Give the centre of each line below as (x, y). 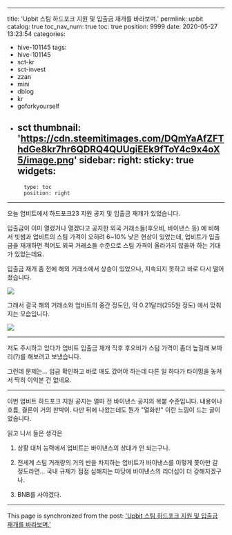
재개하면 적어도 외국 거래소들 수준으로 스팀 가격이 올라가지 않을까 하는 (114, 245)
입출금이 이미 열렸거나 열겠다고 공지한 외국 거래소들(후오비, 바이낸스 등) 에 (107, 228)
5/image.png (46, 160)
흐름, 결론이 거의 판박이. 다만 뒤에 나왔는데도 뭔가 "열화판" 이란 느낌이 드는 (107, 410)
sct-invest (31, 69)
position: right (47, 193)
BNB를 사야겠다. (39, 494)
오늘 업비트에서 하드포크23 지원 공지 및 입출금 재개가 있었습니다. (94, 213)
